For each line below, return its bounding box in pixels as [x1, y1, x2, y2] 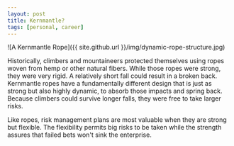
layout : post [7, 10, 46, 18]
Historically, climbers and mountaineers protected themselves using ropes [7, 57, 225, 65]
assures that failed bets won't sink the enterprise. [7, 130, 152, 139]
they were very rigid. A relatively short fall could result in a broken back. [7, 72, 218, 80]
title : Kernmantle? [7, 17, 65, 24]
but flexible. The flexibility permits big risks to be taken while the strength [7, 123, 222, 132]
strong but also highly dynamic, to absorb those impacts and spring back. [7, 86, 223, 96]
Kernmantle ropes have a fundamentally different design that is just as [7, 79, 212, 88]
